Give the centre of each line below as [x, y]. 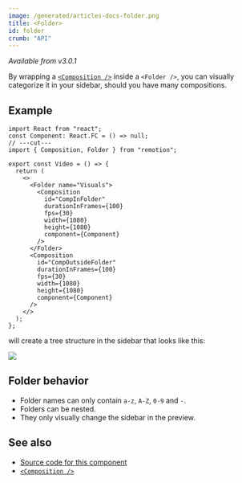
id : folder [26, 31]
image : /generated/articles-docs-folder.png [84, 16]
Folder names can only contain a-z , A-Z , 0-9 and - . [103, 400]
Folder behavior [48, 381]
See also [30, 443]
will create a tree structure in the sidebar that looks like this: [107, 341]
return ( [30, 171]
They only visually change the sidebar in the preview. [108, 417]
